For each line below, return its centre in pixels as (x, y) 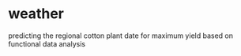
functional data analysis (47, 43)
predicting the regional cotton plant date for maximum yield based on (120, 35)
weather (36, 14)
